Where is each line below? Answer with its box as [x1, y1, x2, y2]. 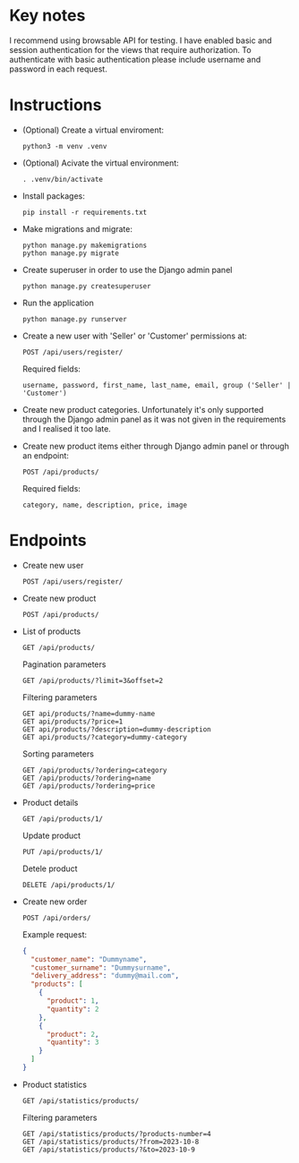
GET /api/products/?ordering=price [21, 781, 156, 791]
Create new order [21, 896, 88, 907]
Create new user [21, 560, 84, 570]
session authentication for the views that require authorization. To [9, 44, 252, 55]
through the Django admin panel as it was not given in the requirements [21, 414, 286, 424]
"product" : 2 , [46, 1030, 99, 1039]
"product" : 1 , [46, 996, 99, 1005]
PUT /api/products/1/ [21, 847, 103, 856]
